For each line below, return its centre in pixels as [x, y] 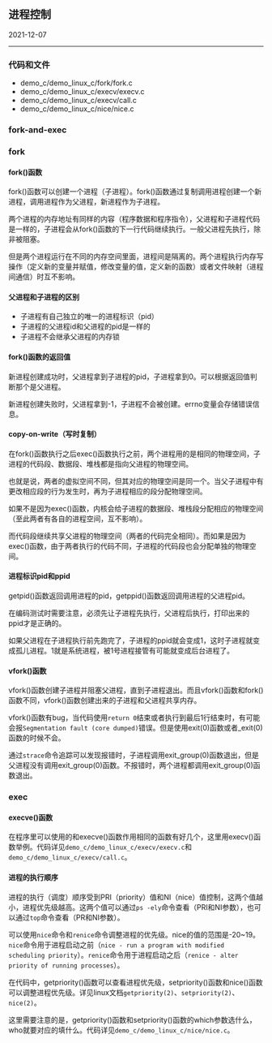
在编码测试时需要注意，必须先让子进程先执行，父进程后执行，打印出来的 [129, 613]
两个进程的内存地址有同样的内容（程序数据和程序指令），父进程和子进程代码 [134, 219]
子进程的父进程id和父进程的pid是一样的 [85, 326]
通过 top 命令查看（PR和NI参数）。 [70, 917]
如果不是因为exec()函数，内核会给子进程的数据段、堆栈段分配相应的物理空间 [136, 508]
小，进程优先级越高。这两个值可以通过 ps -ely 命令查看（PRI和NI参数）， [128, 907]
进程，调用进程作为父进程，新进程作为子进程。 [86, 202]
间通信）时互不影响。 [44, 277]
